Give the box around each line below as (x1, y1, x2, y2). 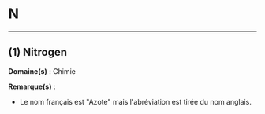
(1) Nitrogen (8, 46, 68, 59)
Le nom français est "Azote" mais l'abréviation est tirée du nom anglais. (19, 97, 252, 106)
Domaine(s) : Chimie (8, 66, 77, 75)
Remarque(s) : (8, 82, 56, 91)
